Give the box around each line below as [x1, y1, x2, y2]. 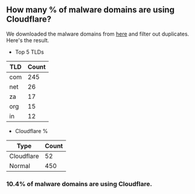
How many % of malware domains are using [6, 5, 175, 15]
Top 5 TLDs [14, 48, 44, 55]
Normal [9, 161, 30, 170]
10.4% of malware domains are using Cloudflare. [6, 180, 153, 188]
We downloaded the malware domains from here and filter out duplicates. [6, 30, 190, 37]
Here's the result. [6, 36, 50, 44]
